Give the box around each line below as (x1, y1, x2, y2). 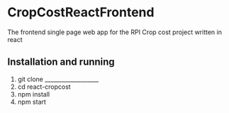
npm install (17, 90, 50, 98)
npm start (17, 97, 46, 106)
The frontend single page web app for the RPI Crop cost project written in (7, 28, 222, 36)
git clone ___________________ (17, 75, 99, 83)
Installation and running (7, 56, 115, 68)
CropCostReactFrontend (7, 4, 155, 21)
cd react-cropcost (17, 82, 71, 91)
